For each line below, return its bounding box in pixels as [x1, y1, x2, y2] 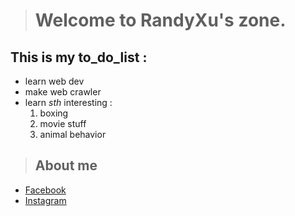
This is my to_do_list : [10, 49, 148, 66]
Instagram [24, 194, 67, 206]
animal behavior [39, 129, 107, 140]
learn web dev [24, 75, 85, 87]
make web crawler [24, 86, 102, 98]
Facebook [24, 184, 67, 196]
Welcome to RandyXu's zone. [34, 9, 287, 32]
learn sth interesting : [24, 97, 113, 108]
